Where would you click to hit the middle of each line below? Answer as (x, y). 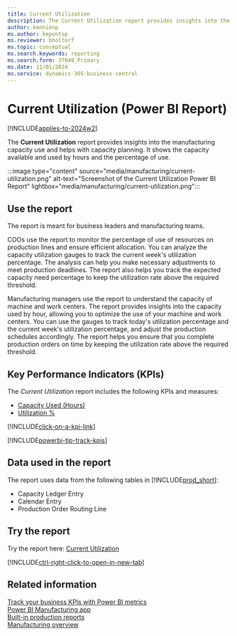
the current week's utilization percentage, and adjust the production (107, 329)
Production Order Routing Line (62, 509)
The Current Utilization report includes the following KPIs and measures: (113, 392)
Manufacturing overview (43, 625)
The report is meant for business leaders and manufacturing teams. (106, 226)
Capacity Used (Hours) (51, 405)
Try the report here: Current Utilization (63, 548)
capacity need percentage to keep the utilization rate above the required (113, 278)
